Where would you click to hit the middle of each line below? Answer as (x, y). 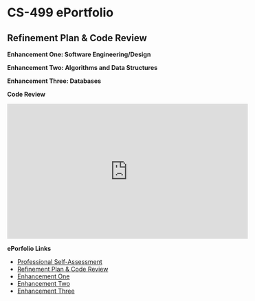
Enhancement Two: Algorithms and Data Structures (82, 68)
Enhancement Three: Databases (54, 81)
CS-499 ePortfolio (60, 13)
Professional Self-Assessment (60, 262)
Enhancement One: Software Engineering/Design (79, 54)
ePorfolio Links (29, 249)
